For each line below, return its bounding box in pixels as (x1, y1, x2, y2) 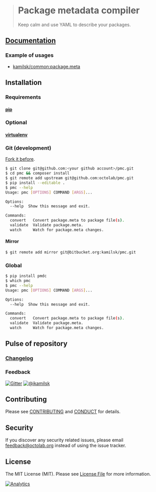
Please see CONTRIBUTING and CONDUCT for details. (5, 409, 121, 415)
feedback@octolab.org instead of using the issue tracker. (5, 442, 126, 448)
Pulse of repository (5, 339, 68, 348)
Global (5, 262, 22, 269)
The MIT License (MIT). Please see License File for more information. (5, 471, 151, 477)
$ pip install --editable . (5, 180, 65, 185)
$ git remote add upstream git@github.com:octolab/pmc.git (5, 176, 134, 181)
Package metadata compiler (17, 5, 140, 16)
